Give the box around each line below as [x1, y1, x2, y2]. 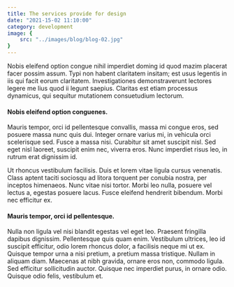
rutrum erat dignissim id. [7, 153, 78, 161]
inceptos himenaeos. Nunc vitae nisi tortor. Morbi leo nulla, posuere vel [7, 181, 212, 189]
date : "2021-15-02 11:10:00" [7, 17, 92, 24]
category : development [7, 23, 73, 30]
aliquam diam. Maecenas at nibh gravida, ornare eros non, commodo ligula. [7, 257, 225, 265]
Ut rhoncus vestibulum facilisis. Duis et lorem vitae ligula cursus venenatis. [7, 166, 222, 175]
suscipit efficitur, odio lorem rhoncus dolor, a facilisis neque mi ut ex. [7, 242, 205, 251]
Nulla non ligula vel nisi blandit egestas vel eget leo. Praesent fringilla [7, 228, 207, 236]
